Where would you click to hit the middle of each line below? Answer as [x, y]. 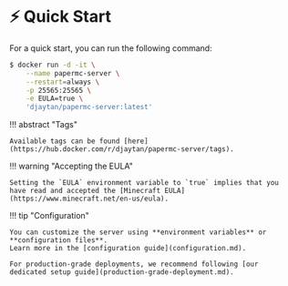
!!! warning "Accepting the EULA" [72, 166]
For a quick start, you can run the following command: [111, 48]
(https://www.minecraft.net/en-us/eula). [89, 199]
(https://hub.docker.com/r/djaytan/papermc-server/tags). [122, 149]
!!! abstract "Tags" [43, 125]
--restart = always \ [63, 82]
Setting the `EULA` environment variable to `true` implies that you [144, 183]
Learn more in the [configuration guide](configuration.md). [128, 249]
